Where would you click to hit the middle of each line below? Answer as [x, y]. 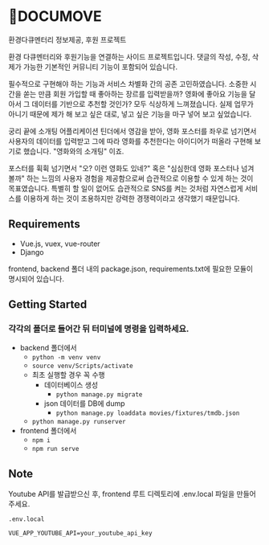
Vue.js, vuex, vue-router [60, 244]
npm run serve [55, 449]
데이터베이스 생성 [71, 385]
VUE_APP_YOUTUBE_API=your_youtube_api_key [80, 534]
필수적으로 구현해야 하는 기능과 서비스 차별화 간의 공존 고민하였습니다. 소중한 [128, 84]
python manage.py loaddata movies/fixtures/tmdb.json [148, 413]
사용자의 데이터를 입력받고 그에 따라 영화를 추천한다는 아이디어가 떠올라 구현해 [130, 141]
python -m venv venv [66, 358]
